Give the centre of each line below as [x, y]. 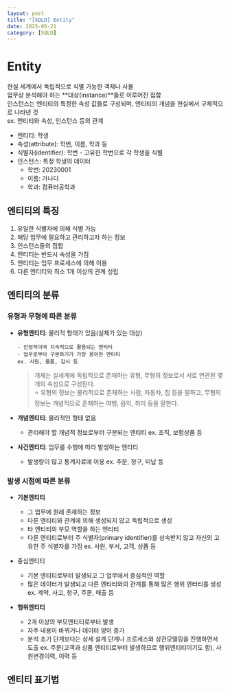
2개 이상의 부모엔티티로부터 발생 [71, 622]
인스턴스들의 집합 [40, 246]
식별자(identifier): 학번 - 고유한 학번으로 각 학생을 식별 [90, 152]
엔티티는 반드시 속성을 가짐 [53, 254]
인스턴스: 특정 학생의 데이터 [54, 161]
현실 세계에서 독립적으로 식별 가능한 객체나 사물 [70, 87]
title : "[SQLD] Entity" [41, 20]
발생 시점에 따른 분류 [39, 481]
